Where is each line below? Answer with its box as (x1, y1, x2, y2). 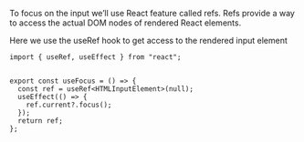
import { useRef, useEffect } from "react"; (9, 53, 182, 62)
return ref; (17, 117, 64, 126)
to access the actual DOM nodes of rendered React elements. (9, 17, 242, 28)
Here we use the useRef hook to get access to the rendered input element (9, 35, 288, 46)
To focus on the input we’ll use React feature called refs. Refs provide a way (9, 8, 295, 18)
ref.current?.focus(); (26, 100, 112, 109)
